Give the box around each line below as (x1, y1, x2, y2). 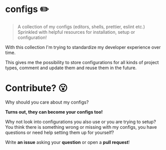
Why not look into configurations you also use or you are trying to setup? (5, 119, 156, 125)
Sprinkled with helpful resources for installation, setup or (17, 29, 135, 35)
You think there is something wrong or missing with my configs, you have (5, 124, 157, 130)
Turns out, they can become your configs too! (5, 109, 103, 115)
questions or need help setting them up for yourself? (5, 129, 114, 135)
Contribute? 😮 (5, 82, 68, 94)
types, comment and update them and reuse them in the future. (5, 65, 137, 71)
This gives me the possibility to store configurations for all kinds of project (5, 59, 159, 65)
